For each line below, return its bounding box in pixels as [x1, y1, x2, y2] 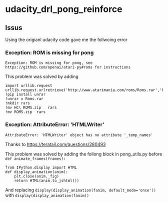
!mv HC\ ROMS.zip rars [5, 105, 57, 110]
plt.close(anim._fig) [14, 173, 59, 178]
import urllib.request [5, 83, 52, 88]
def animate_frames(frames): [5, 156, 66, 161]
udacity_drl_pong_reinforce [5, 3, 122, 15]
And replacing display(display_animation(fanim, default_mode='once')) [5, 186, 156, 193]
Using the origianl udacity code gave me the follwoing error [5, 36, 127, 42]
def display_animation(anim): [5, 169, 68, 174]
